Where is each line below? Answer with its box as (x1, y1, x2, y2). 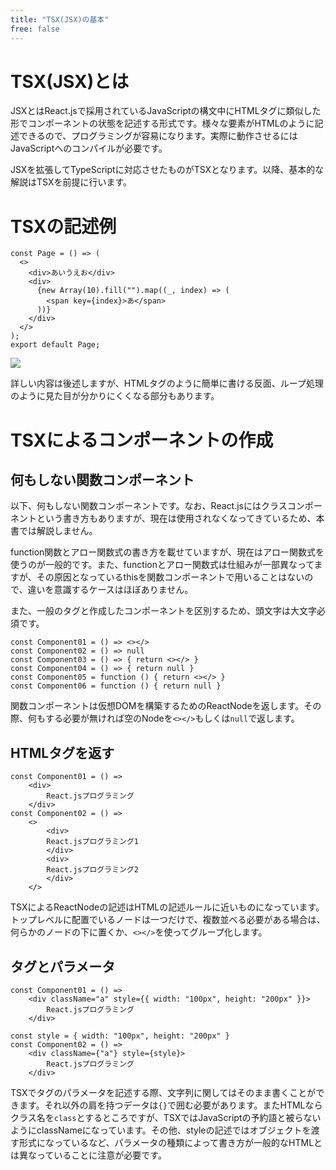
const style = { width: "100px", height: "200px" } (10, 1031, 230, 1041)
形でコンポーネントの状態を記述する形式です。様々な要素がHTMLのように (10, 117, 315, 130)
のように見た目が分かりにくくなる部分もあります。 (10, 390, 220, 402)
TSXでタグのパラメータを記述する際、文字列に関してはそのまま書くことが (10, 1087, 317, 1098)
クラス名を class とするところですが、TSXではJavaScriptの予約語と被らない (10, 1112, 322, 1123)
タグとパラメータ (10, 958, 116, 975)
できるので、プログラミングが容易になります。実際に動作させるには (18, 130, 298, 142)
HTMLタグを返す (10, 744, 115, 761)
